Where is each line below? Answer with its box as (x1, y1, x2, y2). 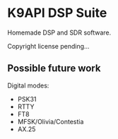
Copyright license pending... (7, 42, 90, 50)
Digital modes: (7, 81, 49, 90)
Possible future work (7, 62, 101, 75)
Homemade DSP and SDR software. (7, 28, 112, 37)
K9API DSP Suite (7, 5, 107, 21)
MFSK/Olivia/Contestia (17, 117, 84, 126)
